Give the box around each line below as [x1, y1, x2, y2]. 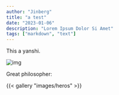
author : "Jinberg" [6, 8, 52, 15]
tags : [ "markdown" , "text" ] [6, 31, 77, 37]
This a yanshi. [6, 47, 41, 54]
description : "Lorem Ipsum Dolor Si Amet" [6, 25, 114, 32]
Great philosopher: [6, 71, 53, 78]
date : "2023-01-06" [6, 20, 55, 26]
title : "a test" [6, 14, 47, 20]
